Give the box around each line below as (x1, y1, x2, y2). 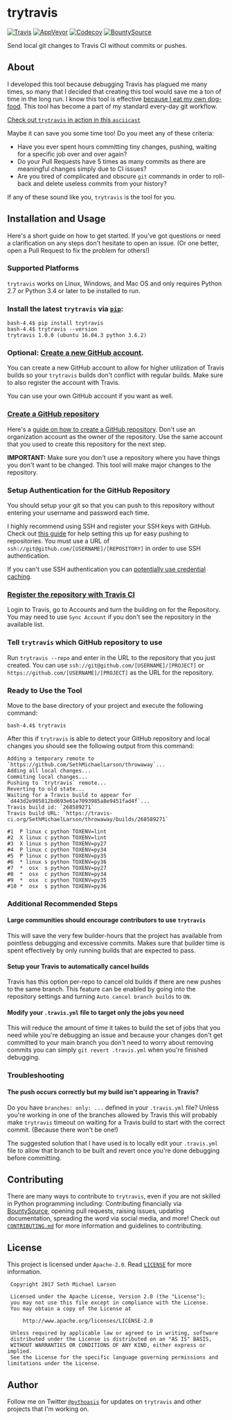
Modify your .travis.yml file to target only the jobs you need (7, 1008, 185, 1016)
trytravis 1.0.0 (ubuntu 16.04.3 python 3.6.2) (7, 332, 148, 339)
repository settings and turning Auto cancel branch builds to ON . (7, 992, 192, 1001)
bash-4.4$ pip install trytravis (7, 320, 104, 327)
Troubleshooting (7, 1071, 64, 1080)
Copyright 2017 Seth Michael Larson (10, 1281, 116, 1288)
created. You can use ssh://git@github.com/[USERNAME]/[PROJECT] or (7, 661, 204, 669)
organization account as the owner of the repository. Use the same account (7, 432, 223, 440)
